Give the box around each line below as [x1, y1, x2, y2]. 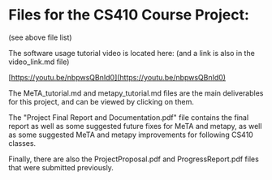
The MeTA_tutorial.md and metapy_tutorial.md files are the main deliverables [8, 88, 264, 98]
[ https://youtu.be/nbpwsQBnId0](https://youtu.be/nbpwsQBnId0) [8, 72, 226, 82]
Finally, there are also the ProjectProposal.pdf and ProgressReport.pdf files [8, 154, 260, 164]
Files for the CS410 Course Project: [8, 6, 250, 24]
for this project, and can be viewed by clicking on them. [8, 96, 195, 106]
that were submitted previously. [8, 162, 114, 172]
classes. [8, 138, 37, 148]
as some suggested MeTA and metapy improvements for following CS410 [8, 130, 253, 139]
